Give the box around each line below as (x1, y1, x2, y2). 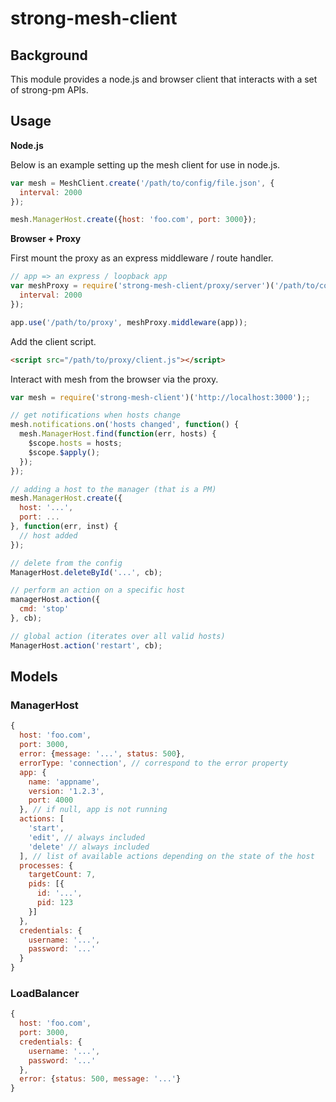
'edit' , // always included (28, 832, 145, 842)
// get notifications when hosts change (10, 410, 182, 421)
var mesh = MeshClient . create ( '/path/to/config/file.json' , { (10, 178, 275, 188)
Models (10, 668, 58, 686)
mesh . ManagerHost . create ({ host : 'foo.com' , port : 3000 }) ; (10, 215, 257, 225)
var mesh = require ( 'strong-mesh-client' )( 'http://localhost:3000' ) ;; (10, 392, 311, 402)
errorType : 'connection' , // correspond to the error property (19, 758, 288, 768)
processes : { (19, 860, 74, 871)
